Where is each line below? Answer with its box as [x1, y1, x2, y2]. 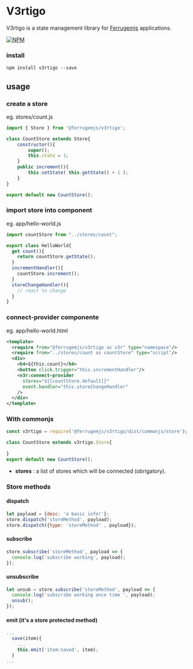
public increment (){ [17, 164, 69, 170]
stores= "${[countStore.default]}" [22, 378, 110, 384]
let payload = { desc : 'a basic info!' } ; [6, 510, 110, 517]
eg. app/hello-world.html [6, 327, 68, 334]
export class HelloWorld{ [6, 242, 71, 249]
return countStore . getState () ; [17, 254, 96, 260]
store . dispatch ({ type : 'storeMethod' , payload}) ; [6, 522, 137, 528]
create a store [6, 99, 48, 108]
